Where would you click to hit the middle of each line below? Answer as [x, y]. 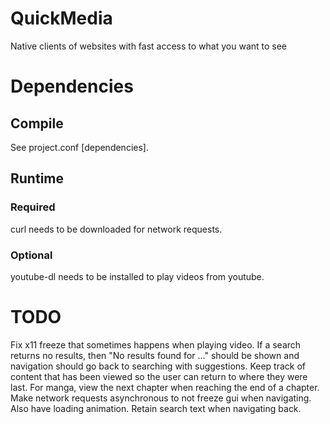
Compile [37, 123]
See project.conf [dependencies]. [79, 147]
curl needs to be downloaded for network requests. [116, 229]
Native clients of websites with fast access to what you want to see [149, 46]
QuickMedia [61, 18]
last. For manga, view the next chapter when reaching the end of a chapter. [165, 387]
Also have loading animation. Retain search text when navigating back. [156, 408]
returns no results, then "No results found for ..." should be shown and [155, 355]
